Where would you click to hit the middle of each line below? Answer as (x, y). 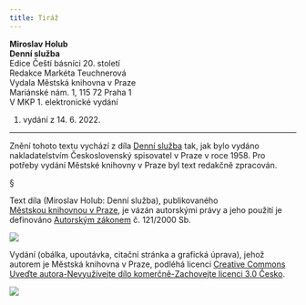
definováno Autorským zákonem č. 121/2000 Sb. (100, 219)
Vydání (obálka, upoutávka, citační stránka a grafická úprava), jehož (137, 254)
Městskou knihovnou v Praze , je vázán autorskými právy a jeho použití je (146, 209)
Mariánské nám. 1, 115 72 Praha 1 (71, 92)
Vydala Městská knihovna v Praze (73, 82)
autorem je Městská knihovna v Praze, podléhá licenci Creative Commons (148, 264)
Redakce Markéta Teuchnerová (68, 73)
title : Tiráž (34, 18)
